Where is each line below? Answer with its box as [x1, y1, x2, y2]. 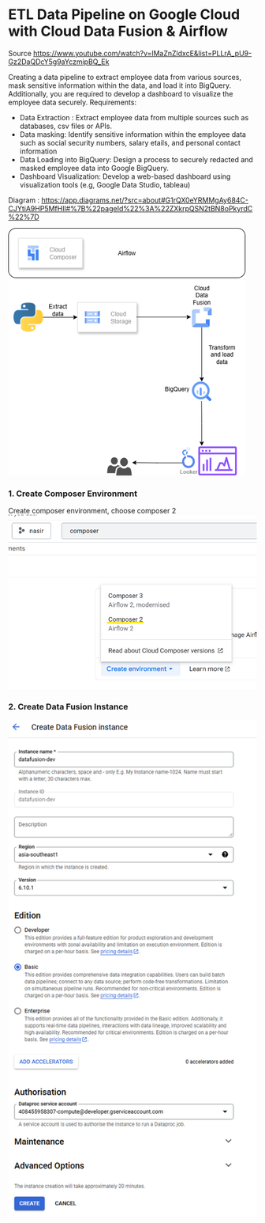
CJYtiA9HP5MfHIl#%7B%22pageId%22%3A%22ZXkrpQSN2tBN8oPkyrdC [8, 203, 253, 213]
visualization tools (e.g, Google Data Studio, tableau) [19, 180, 191, 189]
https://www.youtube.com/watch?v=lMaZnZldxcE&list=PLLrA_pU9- [32, 48, 252, 58]
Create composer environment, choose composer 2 [8, 506, 177, 516]
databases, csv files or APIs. [19, 121, 113, 131]
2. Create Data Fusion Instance [8, 702, 129, 713]
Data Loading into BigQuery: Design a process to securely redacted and [19, 154, 254, 164]
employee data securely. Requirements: [8, 97, 136, 107]
